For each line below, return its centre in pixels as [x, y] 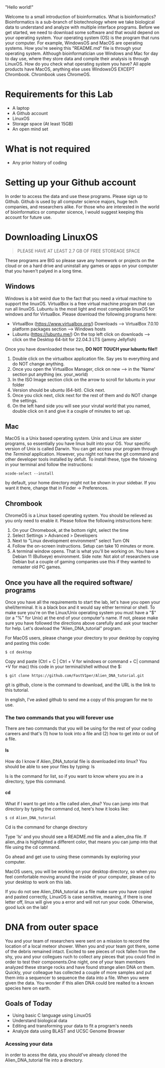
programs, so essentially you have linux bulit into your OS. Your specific [78, 443]
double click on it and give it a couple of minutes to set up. [72, 411]
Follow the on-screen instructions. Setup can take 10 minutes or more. [83, 546]
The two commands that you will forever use [60, 717]
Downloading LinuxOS [51, 237]
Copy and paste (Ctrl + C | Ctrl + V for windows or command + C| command [82, 661]
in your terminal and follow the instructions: [49, 465]
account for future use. [29, 217]
